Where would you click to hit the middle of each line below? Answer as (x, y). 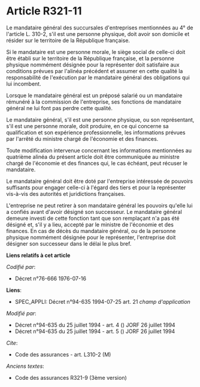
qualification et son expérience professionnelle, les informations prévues (96, 132)
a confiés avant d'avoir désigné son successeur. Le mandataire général (94, 211)
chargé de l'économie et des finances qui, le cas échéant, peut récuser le (97, 163)
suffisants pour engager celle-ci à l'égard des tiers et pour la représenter (96, 188)
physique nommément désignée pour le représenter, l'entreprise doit (91, 237)
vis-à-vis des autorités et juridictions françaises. (66, 193)
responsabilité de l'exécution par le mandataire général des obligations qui (98, 77)
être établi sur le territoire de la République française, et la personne (90, 58)
